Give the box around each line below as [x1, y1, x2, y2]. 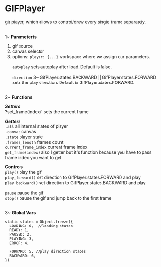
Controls [5, 164, 23, 170]
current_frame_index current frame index [5, 144, 88, 150]
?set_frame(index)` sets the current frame [5, 108, 89, 115]
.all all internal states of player [5, 123, 68, 129]
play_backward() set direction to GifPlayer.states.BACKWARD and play [5, 179, 146, 185]
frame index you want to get [5, 154, 62, 160]
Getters [5, 118, 21, 124]
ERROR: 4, [9, 240, 29, 246]
